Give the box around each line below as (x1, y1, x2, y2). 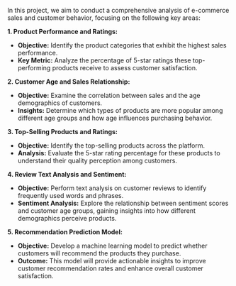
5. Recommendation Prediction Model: (7, 228, 123, 236)
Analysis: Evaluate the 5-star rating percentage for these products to (17, 149, 221, 157)
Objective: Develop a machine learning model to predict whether (17, 241, 208, 250)
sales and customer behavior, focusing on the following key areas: (7, 13, 201, 22)
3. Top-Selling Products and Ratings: (7, 128, 118, 136)
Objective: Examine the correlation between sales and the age (17, 92, 201, 99)
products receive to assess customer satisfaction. (52, 64, 198, 72)
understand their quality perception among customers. (17, 156, 177, 165)
